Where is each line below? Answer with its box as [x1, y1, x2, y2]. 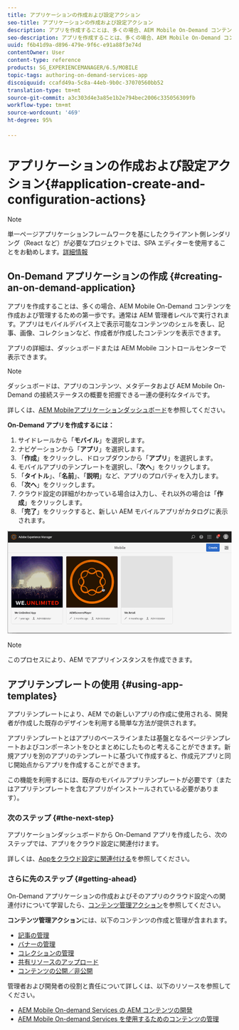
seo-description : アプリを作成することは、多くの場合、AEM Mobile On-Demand [7, 34, 221, 41]
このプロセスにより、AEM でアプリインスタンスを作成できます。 [7, 655, 196, 664]
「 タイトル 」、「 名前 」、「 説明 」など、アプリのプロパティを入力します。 [17, 471, 223, 480]
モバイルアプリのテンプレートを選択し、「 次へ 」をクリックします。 [17, 462, 213, 471]
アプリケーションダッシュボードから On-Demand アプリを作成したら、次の [7, 831, 228, 839]
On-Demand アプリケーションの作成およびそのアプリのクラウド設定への [7, 891, 220, 900]
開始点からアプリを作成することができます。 [13, 761, 144, 769]
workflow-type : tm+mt [7, 102, 72, 109]
